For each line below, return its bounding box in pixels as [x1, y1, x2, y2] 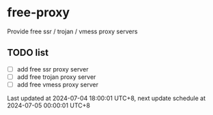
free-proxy [7, 5, 70, 20]
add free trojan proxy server [16, 73, 96, 81]
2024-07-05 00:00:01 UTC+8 [7, 101, 91, 110]
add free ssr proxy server [16, 65, 89, 73]
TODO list [7, 47, 49, 59]
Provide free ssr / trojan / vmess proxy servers [7, 27, 138, 35]
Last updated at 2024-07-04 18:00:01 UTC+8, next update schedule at [7, 94, 206, 102]
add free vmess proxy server [16, 80, 99, 88]
